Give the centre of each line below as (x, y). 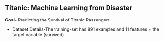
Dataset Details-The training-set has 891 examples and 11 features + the (86, 29)
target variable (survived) (38, 34)
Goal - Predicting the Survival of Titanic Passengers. (58, 20)
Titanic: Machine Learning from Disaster (69, 8)
